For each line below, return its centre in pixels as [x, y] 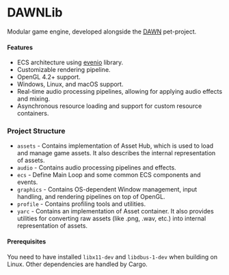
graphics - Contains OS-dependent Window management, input [107, 189]
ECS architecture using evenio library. [70, 62]
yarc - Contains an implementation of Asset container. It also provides [115, 211]
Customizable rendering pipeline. [64, 70]
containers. [33, 114]
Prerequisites [27, 241]
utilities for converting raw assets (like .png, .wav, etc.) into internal [111, 219]
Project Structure [36, 131]
